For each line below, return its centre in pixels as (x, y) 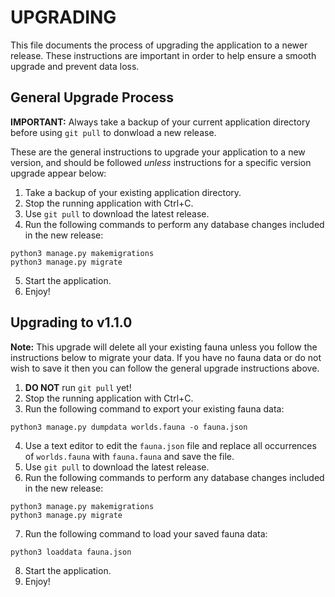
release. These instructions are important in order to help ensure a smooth (163, 55)
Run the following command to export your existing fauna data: (154, 408)
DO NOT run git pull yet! (78, 387)
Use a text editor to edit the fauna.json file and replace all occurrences (170, 445)
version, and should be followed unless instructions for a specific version (161, 162)
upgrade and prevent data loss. (75, 66)
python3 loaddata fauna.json (71, 552)
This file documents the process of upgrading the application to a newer (159, 45)
